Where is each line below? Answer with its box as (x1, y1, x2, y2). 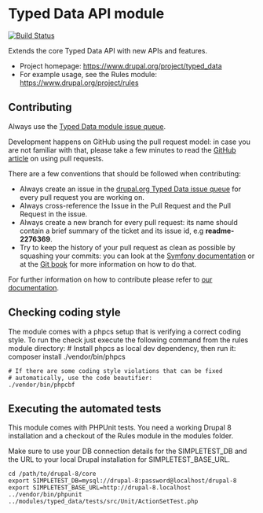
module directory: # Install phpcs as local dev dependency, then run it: (8, 343, 236, 352)
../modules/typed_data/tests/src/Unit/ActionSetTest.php (8, 497, 199, 506)
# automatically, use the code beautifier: (8, 374, 153, 382)
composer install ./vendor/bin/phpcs (8, 352, 126, 361)
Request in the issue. (19, 209, 88, 219)
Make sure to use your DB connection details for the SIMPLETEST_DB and (8, 446, 247, 456)
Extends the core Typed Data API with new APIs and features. (8, 46, 208, 55)
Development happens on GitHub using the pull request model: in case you (8, 137, 251, 146)
